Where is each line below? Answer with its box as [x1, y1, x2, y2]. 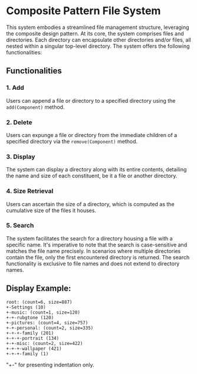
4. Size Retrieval [6, 187, 54, 196]
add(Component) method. [6, 103, 65, 110]
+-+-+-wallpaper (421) [6, 346, 62, 352]
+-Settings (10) [6, 304, 46, 310]
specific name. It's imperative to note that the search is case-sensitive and [6, 241, 188, 248]
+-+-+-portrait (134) [6, 335, 60, 341]
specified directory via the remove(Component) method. [6, 138, 138, 145]
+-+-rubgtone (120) [6, 314, 54, 320]
